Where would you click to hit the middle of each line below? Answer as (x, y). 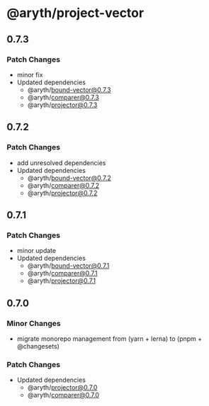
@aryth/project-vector (75, 13)
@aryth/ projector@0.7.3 (62, 105)
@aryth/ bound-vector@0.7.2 (69, 178)
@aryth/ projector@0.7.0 (62, 388)
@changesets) (38, 346)
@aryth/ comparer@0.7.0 (63, 395)
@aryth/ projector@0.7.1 (62, 281)
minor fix (30, 74)
